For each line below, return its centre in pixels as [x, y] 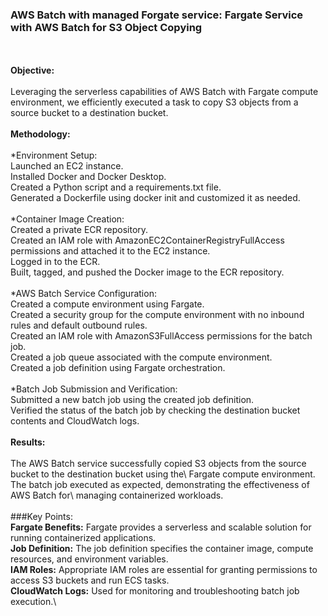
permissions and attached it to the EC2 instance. [110, 251]
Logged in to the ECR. [55, 262]
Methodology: [40, 134]
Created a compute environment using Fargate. [107, 304]
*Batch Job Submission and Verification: [94, 389]
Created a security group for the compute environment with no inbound [157, 315]
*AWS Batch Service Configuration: [83, 294]
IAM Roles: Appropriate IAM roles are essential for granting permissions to [164, 570]
